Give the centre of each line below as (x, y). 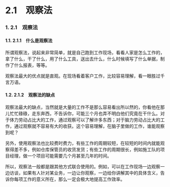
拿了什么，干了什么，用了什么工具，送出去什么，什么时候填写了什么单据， (83, 59)
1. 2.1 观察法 (22, 27)
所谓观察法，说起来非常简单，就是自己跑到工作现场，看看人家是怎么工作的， (85, 53)
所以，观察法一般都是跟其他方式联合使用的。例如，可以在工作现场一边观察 (83, 166)
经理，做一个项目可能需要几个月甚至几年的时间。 (60, 156)
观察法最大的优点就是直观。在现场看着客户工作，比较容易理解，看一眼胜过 (83, 76)
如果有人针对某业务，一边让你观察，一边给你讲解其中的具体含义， (91, 173)
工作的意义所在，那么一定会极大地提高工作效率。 (74, 179)
